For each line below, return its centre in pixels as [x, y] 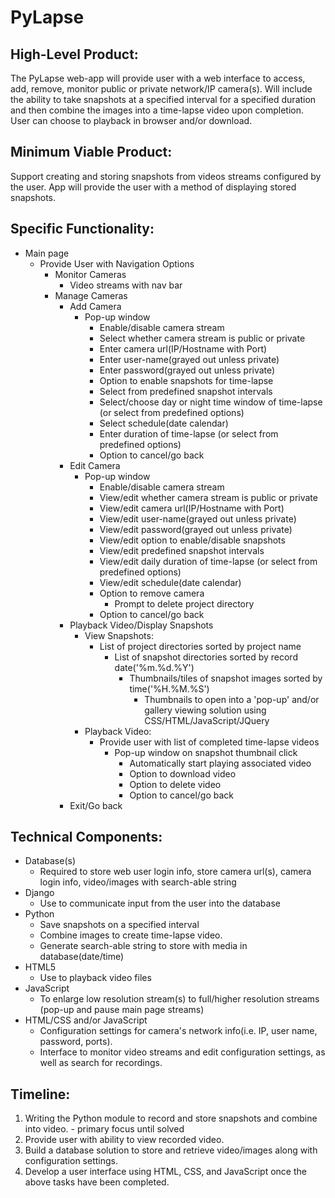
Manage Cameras [91, 295]
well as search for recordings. [101, 1063]
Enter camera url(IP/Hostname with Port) [183, 348]
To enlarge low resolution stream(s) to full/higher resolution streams [179, 999]
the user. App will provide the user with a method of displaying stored [153, 187]
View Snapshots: [119, 635]
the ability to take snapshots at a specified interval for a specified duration [163, 99]
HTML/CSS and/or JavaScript [86, 1020]
